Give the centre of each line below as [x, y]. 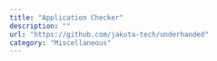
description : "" [40, 26]
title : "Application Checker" [67, 17]
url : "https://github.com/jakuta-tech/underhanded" [109, 34]
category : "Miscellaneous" [60, 43]
